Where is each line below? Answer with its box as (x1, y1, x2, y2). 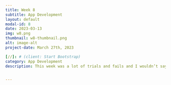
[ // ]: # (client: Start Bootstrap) (5, 54, 81, 59)
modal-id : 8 (5, 21, 31, 27)
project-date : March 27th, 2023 (5, 45, 74, 50)
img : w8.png (5, 31, 31, 36)
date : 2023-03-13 (5, 26, 42, 31)
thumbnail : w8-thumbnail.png (5, 36, 67, 41)
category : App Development (5, 59, 63, 64)
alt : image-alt (5, 40, 38, 46)
